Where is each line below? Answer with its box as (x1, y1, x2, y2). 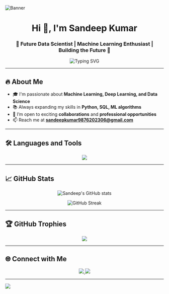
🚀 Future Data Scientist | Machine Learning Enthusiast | (16, 40, 153, 47)
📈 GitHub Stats (5, 174, 54, 183)
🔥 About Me (5, 78, 43, 86)
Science (12, 98, 30, 105)
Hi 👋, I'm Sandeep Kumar (32, 23, 137, 34)
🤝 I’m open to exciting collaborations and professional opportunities (12, 111, 157, 117)
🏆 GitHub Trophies (5, 220, 67, 229)
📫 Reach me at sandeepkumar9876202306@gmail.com (12, 117, 133, 123)
